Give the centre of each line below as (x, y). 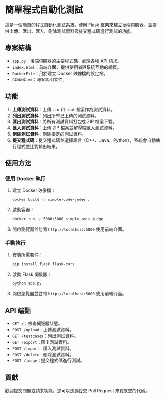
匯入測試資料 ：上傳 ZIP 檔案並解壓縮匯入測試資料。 (64, 128)
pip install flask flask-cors (43, 264)
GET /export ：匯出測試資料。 (42, 342)
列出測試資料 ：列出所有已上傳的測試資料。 (56, 115)
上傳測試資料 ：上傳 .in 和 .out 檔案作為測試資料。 (63, 109)
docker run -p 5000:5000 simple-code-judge (58, 219)
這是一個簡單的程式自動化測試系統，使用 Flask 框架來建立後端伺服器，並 (79, 25)
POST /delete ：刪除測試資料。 (43, 354)
